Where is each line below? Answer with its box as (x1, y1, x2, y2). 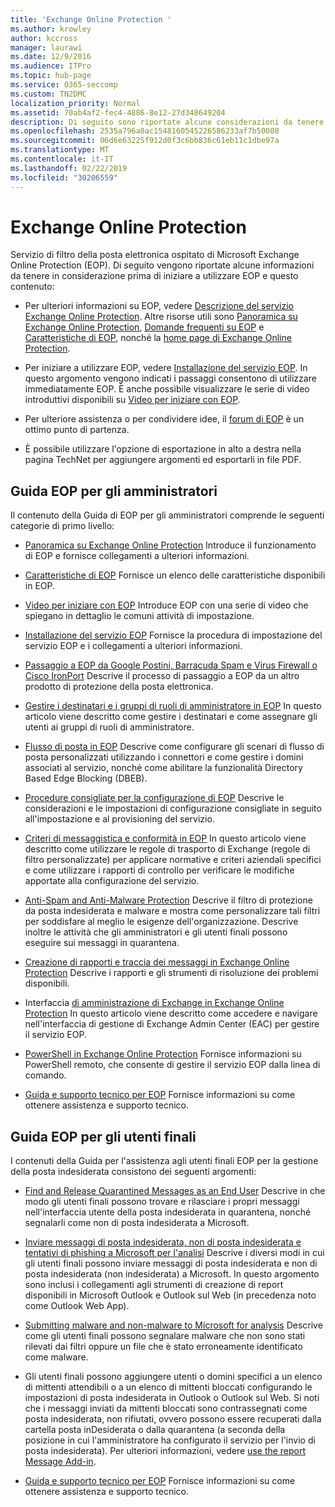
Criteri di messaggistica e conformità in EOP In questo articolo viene (24, 832, 307, 845)
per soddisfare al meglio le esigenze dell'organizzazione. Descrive (24, 916, 299, 928)
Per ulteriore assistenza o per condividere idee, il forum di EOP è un (24, 413, 305, 425)
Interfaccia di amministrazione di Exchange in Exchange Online (24, 997, 285, 1009)
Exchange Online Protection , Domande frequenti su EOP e (24, 321, 265, 333)
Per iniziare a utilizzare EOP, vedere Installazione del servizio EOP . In (24, 362, 308, 374)
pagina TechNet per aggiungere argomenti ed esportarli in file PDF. (24, 454, 302, 466)
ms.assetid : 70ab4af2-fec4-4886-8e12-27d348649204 (10, 107, 226, 118)
